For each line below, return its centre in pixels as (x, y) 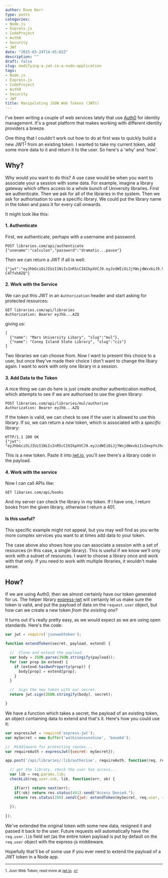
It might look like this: (27, 214)
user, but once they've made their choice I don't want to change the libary (81, 361)
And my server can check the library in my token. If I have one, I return (78, 502)
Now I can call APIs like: (30, 483)
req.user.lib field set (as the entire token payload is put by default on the (81, 837)
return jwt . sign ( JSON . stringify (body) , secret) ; (61, 694)
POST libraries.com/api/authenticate (44, 246)
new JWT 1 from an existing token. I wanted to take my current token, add (80, 144)
